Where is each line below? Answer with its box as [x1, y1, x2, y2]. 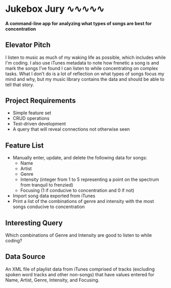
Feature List [5, 141, 44, 150]
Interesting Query [5, 218, 63, 227]
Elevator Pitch [5, 40, 51, 49]
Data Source [5, 252, 45, 261]
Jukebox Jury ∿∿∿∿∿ [5, 3, 105, 15]
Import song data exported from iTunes [12, 193, 95, 199]
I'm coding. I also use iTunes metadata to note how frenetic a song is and [5, 59, 159, 66]
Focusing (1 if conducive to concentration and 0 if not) [20, 188, 134, 194]
